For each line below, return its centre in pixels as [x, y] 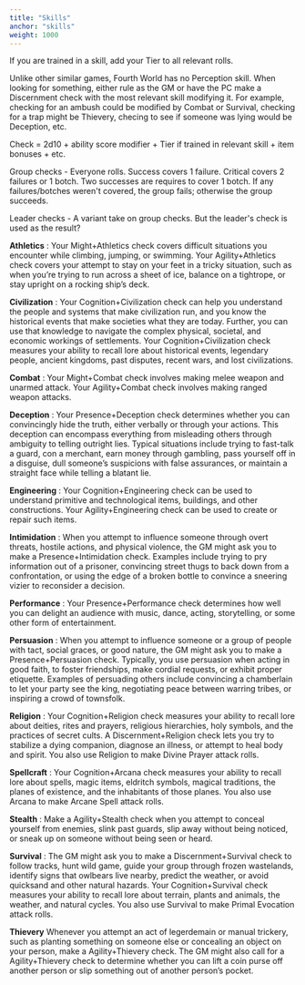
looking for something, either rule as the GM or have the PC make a [136, 88]
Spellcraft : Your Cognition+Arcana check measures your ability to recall [146, 773]
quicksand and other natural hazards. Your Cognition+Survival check [139, 886]
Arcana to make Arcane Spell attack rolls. [86, 802]
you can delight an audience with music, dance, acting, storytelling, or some [152, 613]
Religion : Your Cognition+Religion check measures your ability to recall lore [152, 716]
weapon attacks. [41, 397]
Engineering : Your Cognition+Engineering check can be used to [131, 491]
